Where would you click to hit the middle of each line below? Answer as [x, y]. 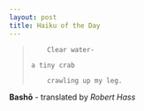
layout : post [33, 17]
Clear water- [71, 49]
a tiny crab [53, 65]
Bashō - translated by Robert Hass [72, 97]
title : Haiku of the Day [55, 26]
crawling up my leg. [85, 80]
